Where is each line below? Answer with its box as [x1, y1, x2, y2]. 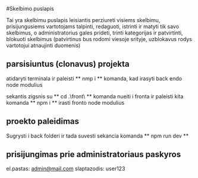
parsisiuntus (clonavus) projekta [6, 59, 130, 69]
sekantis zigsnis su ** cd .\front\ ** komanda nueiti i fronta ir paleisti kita [6, 92, 184, 100]
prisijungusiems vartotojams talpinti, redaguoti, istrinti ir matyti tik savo [6, 23, 180, 30]
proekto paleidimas [6, 116, 79, 127]
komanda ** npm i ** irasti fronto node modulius [6, 99, 125, 106]
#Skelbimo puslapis [6, 5, 55, 12]
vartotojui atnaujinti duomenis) [6, 42, 81, 49]
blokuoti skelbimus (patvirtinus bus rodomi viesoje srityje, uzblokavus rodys [6, 36, 192, 42]
